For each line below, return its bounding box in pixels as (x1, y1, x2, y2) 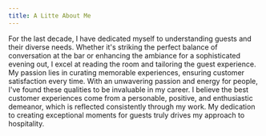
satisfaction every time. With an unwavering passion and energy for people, (8, 76, 259, 86)
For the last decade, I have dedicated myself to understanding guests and (8, 34, 252, 43)
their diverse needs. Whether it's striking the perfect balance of (8, 42, 218, 52)
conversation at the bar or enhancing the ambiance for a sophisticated (8, 50, 241, 60)
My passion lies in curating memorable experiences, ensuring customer (8, 67, 245, 77)
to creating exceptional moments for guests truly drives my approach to (8, 110, 245, 120)
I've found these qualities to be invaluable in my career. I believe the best (8, 85, 249, 94)
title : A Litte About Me (8, 11, 91, 20)
